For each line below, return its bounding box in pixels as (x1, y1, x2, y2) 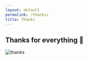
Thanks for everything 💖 (5, 36, 84, 44)
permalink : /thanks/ (5, 12, 49, 17)
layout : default (5, 7, 40, 13)
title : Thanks (5, 17, 36, 22)
